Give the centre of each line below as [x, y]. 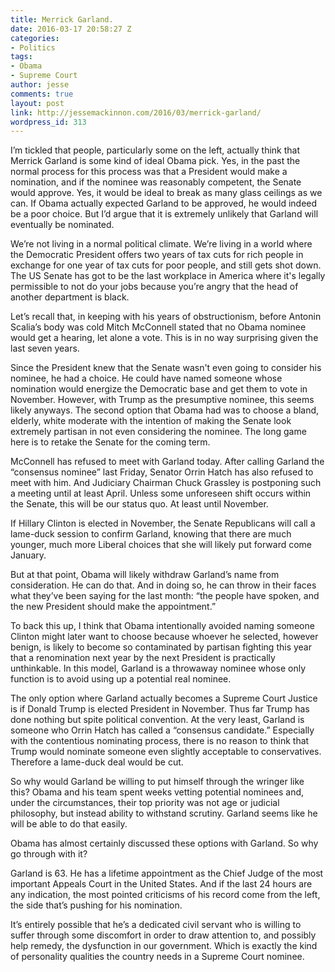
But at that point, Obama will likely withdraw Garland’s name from [145, 575]
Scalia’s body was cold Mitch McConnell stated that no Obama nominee [158, 327]
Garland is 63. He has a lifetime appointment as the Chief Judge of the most [167, 873]
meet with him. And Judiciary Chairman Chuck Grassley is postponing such [166, 483]
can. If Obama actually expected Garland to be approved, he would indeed [164, 203]
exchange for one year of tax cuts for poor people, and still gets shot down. [166, 265]
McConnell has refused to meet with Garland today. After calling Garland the [167, 462]
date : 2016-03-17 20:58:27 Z [71, 29]
